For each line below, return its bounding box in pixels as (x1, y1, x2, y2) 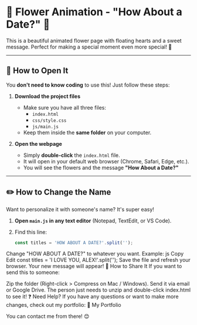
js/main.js (32, 124, 59, 129)
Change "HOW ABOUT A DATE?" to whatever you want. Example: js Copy (6, 250, 184, 257)
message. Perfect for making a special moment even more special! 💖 (6, 43, 172, 50)
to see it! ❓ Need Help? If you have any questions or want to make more (6, 293, 179, 300)
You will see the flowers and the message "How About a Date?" (23, 164, 179, 171)
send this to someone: (6, 269, 60, 276)
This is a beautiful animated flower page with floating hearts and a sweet (6, 37, 182, 44)
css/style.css (32, 117, 67, 124)
